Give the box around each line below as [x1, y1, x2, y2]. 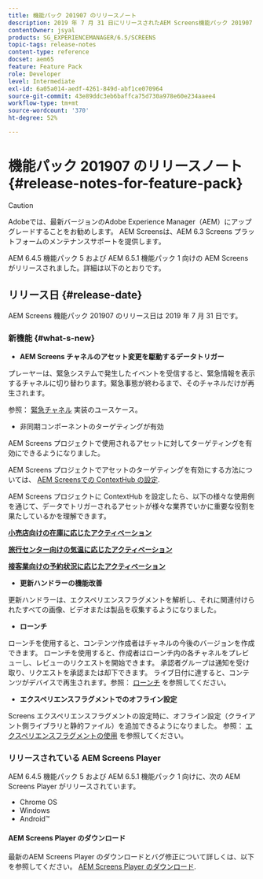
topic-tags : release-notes [8, 41, 97, 49]
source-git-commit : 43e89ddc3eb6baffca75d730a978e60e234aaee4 [8, 92, 216, 100]
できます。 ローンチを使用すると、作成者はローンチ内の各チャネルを [8, 647, 229, 658]
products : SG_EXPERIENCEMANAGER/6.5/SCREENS [8, 33, 156, 42]
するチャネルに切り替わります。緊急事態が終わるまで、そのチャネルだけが [8, 378, 248, 388]
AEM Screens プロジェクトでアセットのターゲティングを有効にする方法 [8, 465, 239, 474]
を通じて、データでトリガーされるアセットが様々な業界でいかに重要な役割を [8, 501, 256, 510]
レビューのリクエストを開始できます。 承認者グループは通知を [35, 658, 236, 667]
